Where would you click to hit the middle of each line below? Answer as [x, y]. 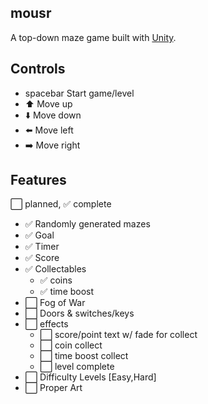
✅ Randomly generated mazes [87, 224]
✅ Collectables [55, 269]
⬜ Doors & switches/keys [79, 313]
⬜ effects [46, 324]
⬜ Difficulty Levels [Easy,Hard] [90, 377]
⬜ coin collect [71, 345]
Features [38, 180]
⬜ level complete [77, 367]
